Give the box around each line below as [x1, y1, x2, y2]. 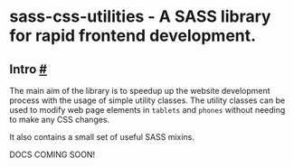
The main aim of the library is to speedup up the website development [9, 86, 270, 96]
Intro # [9, 61, 48, 77]
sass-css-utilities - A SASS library [9, 6, 271, 27]
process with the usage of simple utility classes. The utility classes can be [9, 95, 286, 106]
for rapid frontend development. [9, 25, 256, 46]
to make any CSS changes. [9, 115, 110, 125]
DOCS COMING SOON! [9, 149, 96, 160]
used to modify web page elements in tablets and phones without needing [9, 105, 286, 115]
